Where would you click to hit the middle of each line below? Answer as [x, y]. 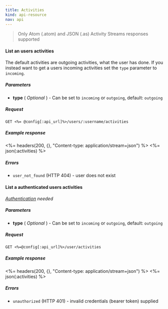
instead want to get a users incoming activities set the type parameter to [81, 68]
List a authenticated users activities [44, 187]
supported [29, 39]
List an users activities [30, 51]
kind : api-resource [26, 15]
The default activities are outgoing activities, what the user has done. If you [84, 62]
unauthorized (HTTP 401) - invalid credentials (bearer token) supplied [86, 301]
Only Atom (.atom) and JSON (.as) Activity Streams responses [83, 34]
